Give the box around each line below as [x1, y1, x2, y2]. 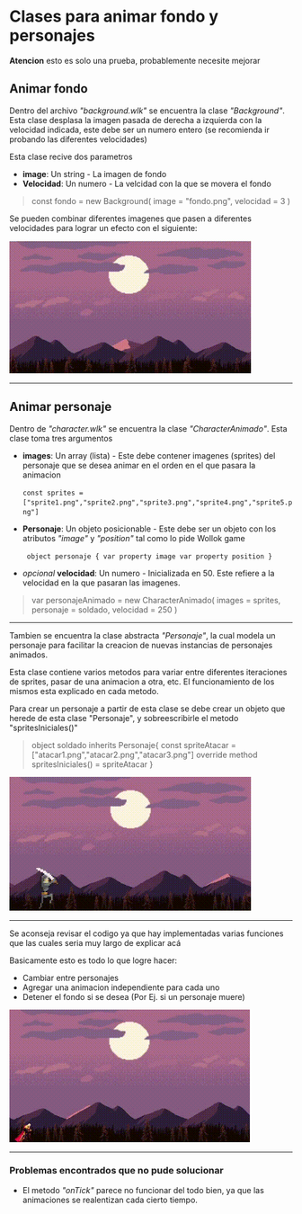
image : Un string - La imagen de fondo [22, 168, 167, 179]
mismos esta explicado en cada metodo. [9, 685, 159, 696]
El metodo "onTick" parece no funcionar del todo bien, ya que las [22, 1184, 265, 1195]
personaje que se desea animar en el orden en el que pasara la [22, 460, 256, 470]
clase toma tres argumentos [9, 433, 113, 443]
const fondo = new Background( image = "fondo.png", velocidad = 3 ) [31, 195, 290, 206]
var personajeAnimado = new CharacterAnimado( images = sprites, [31, 594, 281, 605]
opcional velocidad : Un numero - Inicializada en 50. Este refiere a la [22, 567, 275, 578]
